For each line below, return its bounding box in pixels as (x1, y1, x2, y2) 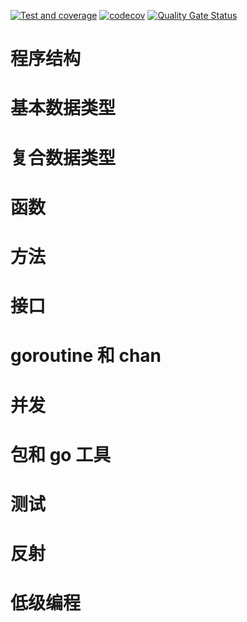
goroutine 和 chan (10, 345, 162, 367)
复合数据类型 (10, 146, 117, 169)
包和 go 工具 (10, 443, 112, 466)
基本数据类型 (10, 97, 117, 120)
